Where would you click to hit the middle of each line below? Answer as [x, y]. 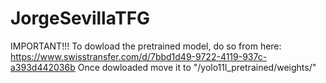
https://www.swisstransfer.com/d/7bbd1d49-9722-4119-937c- [139, 56]
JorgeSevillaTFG [80, 18]
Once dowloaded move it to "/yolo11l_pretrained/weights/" [197, 67]
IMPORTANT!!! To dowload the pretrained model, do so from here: [146, 46]
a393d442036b [43, 67]
